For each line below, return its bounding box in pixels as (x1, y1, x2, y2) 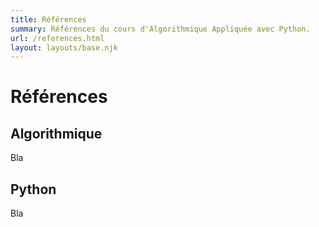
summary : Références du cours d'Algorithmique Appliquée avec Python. (10, 24, 311, 34)
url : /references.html (10, 33, 105, 43)
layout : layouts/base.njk (10, 42, 118, 53)
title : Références (10, 14, 87, 25)
